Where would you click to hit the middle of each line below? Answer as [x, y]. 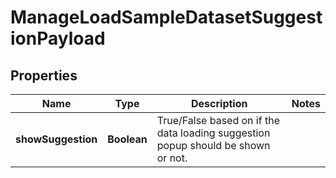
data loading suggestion [213, 133]
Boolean [127, 139]
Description [219, 103]
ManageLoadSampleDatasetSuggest [166, 17]
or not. [172, 158]
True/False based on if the [218, 120]
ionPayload [58, 38]
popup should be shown [213, 145]
